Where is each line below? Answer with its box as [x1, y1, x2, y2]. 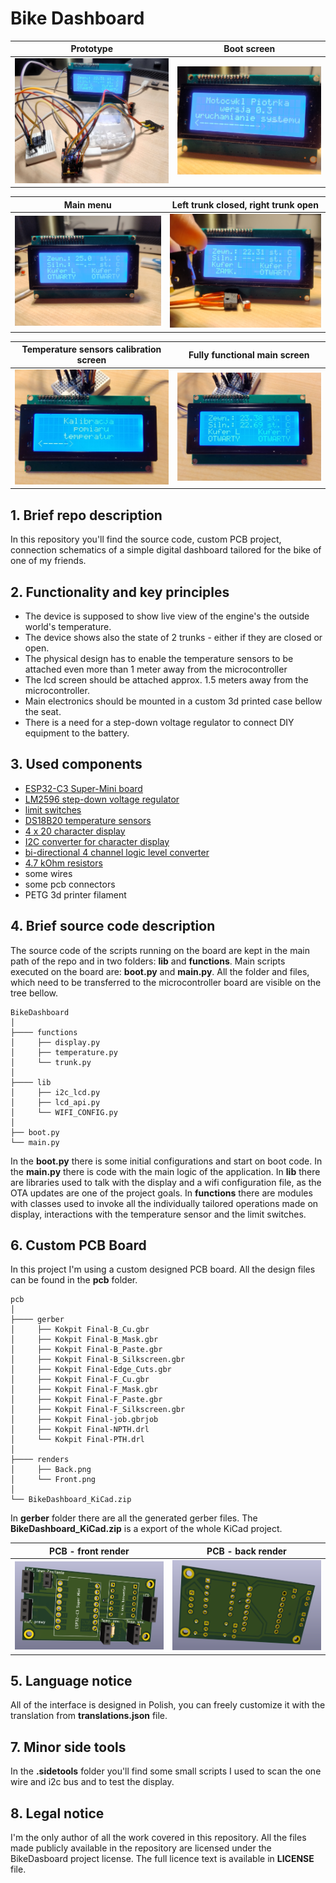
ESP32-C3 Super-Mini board [24, 782, 143, 794]
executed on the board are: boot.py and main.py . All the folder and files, [10, 965, 310, 977]
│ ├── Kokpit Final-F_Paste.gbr [10, 1395, 163, 1405]
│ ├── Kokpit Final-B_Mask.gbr [10, 1335, 159, 1345]
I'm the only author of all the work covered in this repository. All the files [10, 1832, 307, 1844]
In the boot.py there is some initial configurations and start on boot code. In [10, 1155, 323, 1167]
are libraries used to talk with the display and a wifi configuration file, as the [10, 1176, 322, 1188]
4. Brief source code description [10, 918, 216, 935]
